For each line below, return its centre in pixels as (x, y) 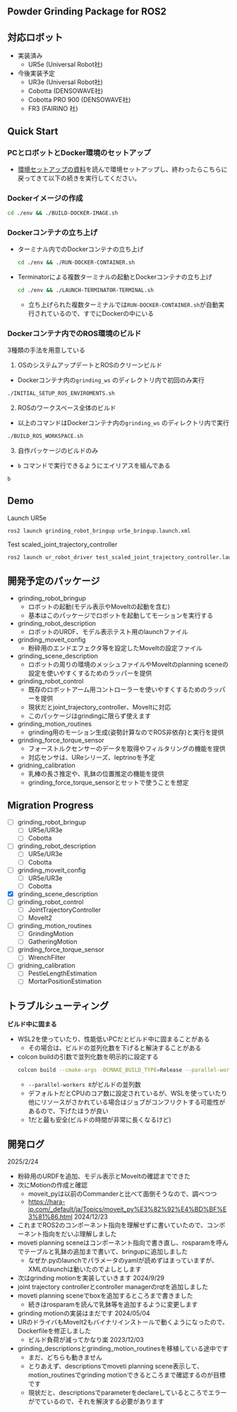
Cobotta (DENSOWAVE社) (66, 91)
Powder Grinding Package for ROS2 (87, 12)
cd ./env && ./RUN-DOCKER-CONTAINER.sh (76, 263)
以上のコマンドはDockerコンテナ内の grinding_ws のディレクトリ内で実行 (123, 423)
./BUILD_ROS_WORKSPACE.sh (45, 437)
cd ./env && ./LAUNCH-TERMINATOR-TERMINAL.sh (85, 291)
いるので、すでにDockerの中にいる (103, 314)
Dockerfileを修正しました (54, 1331)
